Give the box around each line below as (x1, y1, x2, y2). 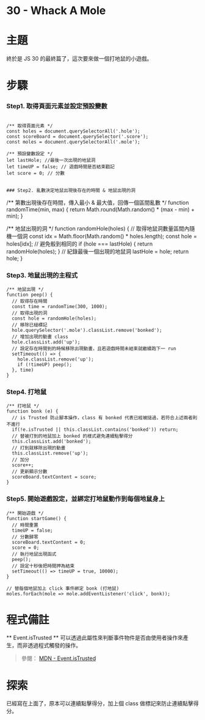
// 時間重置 (12, 522, 38, 528)
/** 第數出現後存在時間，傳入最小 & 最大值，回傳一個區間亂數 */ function (6, 199, 189, 206)
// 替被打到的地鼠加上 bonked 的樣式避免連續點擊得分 (12, 433, 133, 439)
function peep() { (6, 292, 53, 298)
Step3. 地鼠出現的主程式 (6, 271, 78, 279)
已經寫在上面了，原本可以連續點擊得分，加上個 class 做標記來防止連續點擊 (6, 700, 193, 707)
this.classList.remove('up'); (12, 450, 88, 457)
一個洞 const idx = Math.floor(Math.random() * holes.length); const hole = (11, 232, 197, 240)
